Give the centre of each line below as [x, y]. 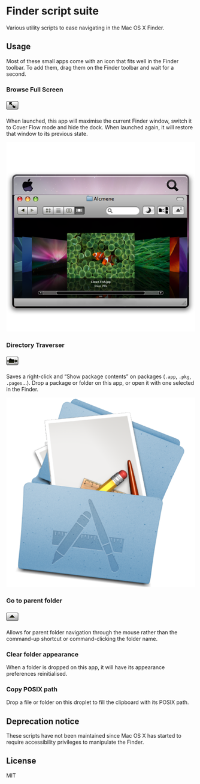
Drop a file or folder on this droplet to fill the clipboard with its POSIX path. [98, 702]
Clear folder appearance [43, 654]
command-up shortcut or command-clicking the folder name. [82, 639]
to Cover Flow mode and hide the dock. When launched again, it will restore [100, 127]
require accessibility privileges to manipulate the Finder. [75, 742]
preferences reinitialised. [37, 673]
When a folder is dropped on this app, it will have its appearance [86, 667]
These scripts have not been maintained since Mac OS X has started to [94, 736]
